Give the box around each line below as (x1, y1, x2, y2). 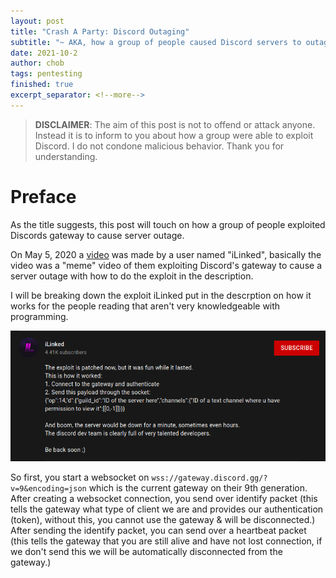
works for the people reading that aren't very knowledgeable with (10, 300, 281, 312)
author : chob (10, 58, 65, 69)
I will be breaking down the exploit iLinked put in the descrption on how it (10, 289, 312, 301)
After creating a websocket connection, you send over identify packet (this (10, 493, 318, 505)
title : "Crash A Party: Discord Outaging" (10, 26, 190, 37)
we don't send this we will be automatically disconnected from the (10, 546, 283, 558)
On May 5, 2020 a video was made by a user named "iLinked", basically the (10, 248, 322, 260)
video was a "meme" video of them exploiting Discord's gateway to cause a (10, 259, 322, 271)
